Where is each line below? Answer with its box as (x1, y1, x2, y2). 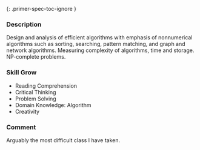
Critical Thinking (15, 88, 56, 96)
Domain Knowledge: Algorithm (15, 101, 92, 108)
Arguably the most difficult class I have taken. (6, 136, 120, 144)
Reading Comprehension (15, 82, 78, 90)
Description (6, 20, 42, 28)
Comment (6, 123, 36, 131)
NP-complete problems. (6, 53, 66, 60)
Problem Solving (15, 95, 56, 102)
